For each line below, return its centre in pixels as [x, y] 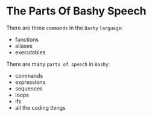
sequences [29, 88]
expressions [30, 82]
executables [30, 52]
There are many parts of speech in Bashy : [58, 64]
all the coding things [40, 107]
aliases [24, 46]
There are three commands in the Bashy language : [65, 28]
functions [27, 39]
